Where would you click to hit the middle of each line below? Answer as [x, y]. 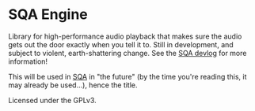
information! [28, 61]
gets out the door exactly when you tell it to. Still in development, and [121, 44]
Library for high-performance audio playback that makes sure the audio [125, 36]
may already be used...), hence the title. [73, 85]
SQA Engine [48, 15]
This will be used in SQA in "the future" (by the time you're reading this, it [127, 76]
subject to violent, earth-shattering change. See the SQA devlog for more [127, 53]
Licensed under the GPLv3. [52, 100]
